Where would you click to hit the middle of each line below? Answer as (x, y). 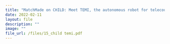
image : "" (16, 29)
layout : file (19, 19)
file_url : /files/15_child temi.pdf (44, 33)
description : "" (22, 24)
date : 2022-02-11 (24, 15)
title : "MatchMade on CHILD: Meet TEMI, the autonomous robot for (77, 10)
